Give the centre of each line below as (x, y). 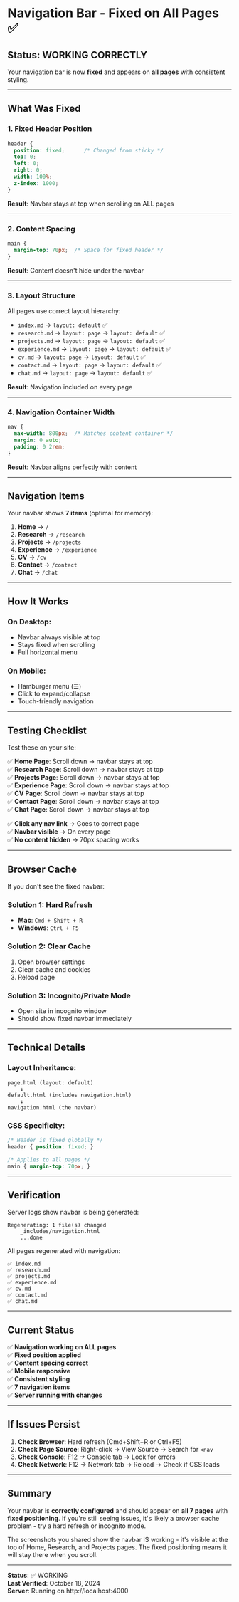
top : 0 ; (25, 157)
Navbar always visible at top (59, 637)
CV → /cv (32, 557)
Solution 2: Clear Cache (49, 946)
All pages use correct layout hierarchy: (64, 310)
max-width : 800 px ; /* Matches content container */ (94, 434)
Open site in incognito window (62, 1011)
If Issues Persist (44, 1424)
